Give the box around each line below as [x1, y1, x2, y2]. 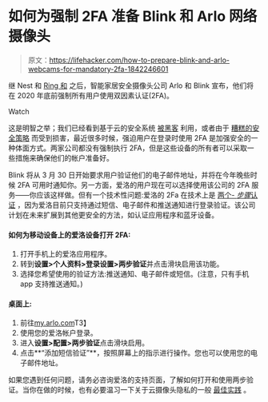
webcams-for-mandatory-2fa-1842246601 [27, 64, 169, 74]
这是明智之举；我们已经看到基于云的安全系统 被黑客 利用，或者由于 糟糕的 [8, 123, 253, 133]
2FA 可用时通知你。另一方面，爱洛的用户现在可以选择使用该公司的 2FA [17, 180, 250, 189]
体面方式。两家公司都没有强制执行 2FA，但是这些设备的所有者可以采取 [14, 143, 248, 153]
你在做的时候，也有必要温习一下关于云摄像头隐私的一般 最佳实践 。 [29, 385, 250, 395]
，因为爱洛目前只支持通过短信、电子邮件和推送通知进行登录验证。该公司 [17, 200, 256, 209]
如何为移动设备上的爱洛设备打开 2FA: [8, 229, 131, 240]
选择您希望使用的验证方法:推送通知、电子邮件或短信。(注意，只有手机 [19, 269, 250, 279]
